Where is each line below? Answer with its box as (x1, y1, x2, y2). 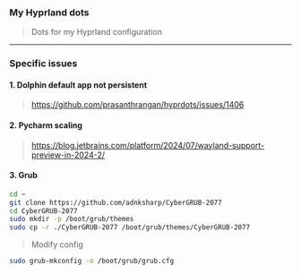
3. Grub (9, 170, 39, 181)
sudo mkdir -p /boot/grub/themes (9, 215, 134, 224)
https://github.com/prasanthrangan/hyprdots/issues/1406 (30, 99, 245, 110)
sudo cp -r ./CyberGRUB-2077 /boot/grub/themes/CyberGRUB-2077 (9, 223, 251, 232)
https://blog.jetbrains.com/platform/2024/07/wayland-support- (30, 140, 265, 150)
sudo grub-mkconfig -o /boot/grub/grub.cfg (9, 257, 175, 266)
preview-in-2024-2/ (30, 150, 106, 160)
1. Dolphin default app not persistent (9, 79, 148, 90)
